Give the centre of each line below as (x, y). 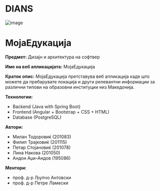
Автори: (14, 127)
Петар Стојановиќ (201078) (41, 147)
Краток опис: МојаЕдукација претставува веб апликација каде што (77, 76)
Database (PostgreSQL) (37, 117)
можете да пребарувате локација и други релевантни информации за (80, 81)
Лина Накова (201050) (36, 153)
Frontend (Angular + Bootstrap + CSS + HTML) (61, 112)
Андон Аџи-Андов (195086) (42, 158)
